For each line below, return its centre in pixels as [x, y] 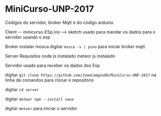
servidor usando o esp [28, 37]
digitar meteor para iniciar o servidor [41, 108]
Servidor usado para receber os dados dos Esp [52, 65]
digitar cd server [22, 89]
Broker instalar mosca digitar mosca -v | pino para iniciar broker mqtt [75, 46]
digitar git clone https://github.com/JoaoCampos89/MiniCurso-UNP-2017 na [81, 75]
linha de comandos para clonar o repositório [50, 80]
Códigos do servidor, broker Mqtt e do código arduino [59, 22]
